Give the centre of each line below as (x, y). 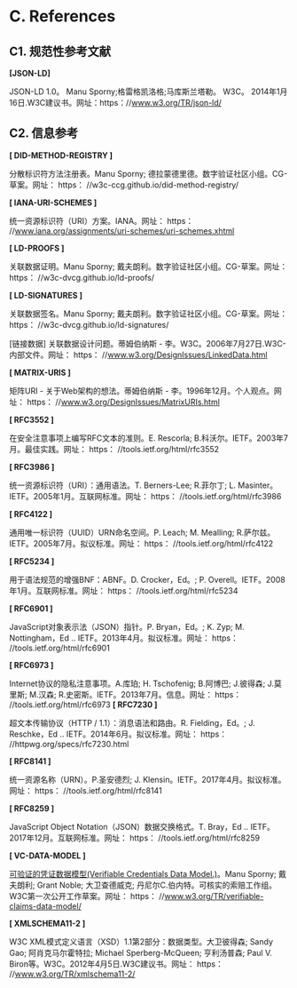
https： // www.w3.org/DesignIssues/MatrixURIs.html (123, 402)
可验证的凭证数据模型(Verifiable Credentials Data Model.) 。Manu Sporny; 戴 (148, 873)
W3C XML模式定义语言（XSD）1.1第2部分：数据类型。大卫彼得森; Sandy (141, 941)
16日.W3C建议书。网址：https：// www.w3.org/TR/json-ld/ (115, 103)
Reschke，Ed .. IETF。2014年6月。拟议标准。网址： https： (118, 734)
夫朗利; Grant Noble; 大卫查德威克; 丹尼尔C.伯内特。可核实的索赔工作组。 (143, 885)
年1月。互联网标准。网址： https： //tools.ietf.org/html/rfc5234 (124, 590)
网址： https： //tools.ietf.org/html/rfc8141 (86, 790)
